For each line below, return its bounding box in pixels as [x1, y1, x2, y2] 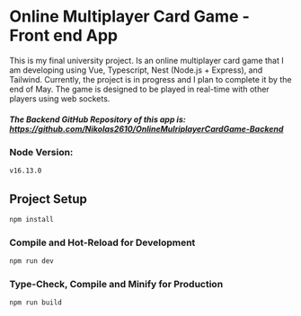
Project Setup [9, 191, 88, 206]
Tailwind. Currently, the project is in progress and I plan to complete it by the [9, 74, 292, 84]
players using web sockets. [9, 92, 111, 104]
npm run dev [9, 257, 54, 266]
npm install [9, 215, 54, 224]
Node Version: [9, 145, 74, 158]
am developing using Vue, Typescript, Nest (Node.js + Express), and [9, 65, 263, 75]
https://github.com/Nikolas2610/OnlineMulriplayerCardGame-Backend [9, 123, 284, 134]
